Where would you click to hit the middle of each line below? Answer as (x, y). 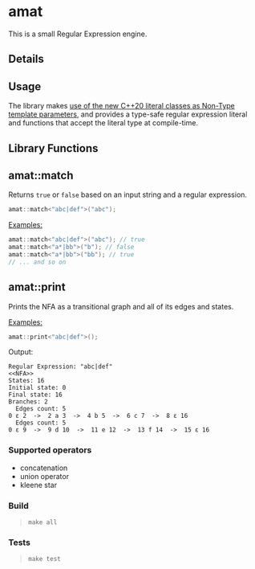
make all (42, 522)
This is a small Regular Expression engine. (78, 34)
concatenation (44, 468)
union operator (45, 476)
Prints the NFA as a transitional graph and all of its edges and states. (121, 306)
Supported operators (50, 450)
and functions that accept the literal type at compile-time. (103, 123)
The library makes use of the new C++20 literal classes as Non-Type (121, 106)
